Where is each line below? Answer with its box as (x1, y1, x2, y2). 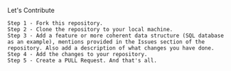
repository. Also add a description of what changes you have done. (7, 45, 215, 52)
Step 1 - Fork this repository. (7, 20, 103, 27)
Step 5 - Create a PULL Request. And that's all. (7, 57, 158, 64)
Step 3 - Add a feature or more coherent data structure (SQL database (7, 32, 224, 39)
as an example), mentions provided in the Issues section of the (7, 38, 205, 45)
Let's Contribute (7, 6, 55, 14)
